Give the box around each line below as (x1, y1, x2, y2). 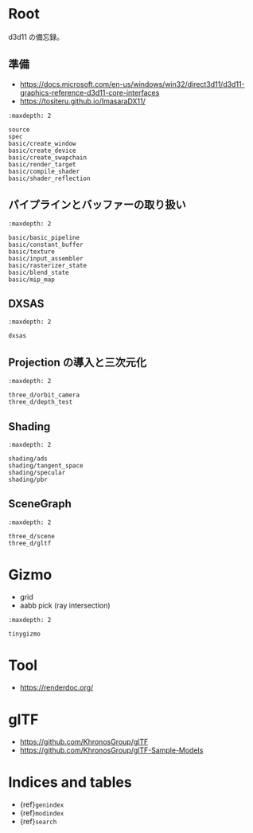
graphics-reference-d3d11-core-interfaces (19, 88, 160, 97)
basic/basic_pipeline (8, 233, 80, 241)
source (8, 125, 30, 134)
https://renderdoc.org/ (19, 682, 94, 692)
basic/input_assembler (8, 254, 84, 263)
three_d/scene (8, 532, 56, 540)
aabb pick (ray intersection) (19, 600, 111, 610)
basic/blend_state (8, 268, 69, 276)
